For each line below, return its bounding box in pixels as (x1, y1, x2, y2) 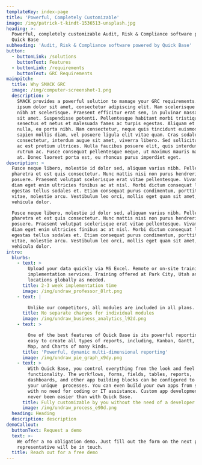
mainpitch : (6, 76, 34, 82)
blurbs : (11, 254, 31, 260)
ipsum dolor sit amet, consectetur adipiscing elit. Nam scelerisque (17, 103, 195, 110)
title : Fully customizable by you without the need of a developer (22, 399, 195, 405)
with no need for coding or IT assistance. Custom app (28, 388, 168, 394)
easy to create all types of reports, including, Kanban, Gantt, (28, 337, 195, 343)
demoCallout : (6, 422, 39, 428)
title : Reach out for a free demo (11, 449, 98, 456)
